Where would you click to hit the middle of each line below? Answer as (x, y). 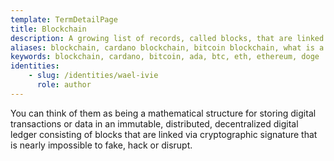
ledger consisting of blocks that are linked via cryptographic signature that (164, 134)
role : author (64, 85)
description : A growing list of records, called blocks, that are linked (167, 38)
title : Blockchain (48, 29)
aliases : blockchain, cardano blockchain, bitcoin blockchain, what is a (167, 47)
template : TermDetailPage (64, 19)
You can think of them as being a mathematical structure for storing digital (163, 113)
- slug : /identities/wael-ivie (93, 76)
